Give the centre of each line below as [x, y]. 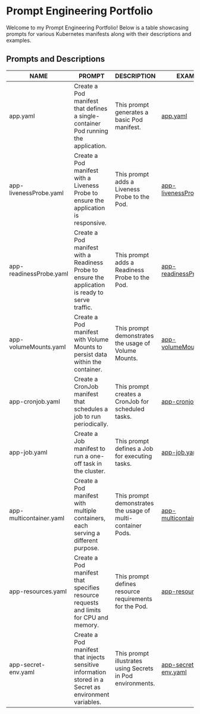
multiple [85, 511]
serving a [87, 533]
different [86, 541]
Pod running [91, 131]
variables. [88, 702]
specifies [87, 587]
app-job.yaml [28, 452]
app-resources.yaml [38, 591]
